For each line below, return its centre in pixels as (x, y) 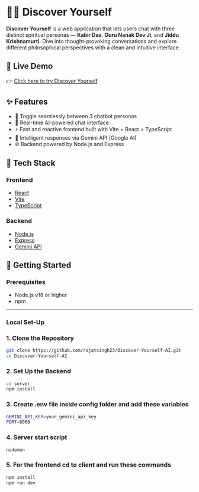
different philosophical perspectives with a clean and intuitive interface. (93, 48)
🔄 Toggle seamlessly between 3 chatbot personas (76, 116)
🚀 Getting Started (39, 265)
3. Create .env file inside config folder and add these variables (97, 405)
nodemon (16, 450)
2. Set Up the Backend (38, 371)
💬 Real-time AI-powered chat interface (62, 122)
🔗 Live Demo (30, 66)
